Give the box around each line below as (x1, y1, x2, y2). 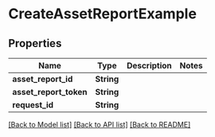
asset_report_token (12, 87, 88, 97)
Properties (8, 37, 62, 50)
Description (126, 61, 173, 71)
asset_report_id (12, 73, 73, 84)
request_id (12, 100, 54, 110)
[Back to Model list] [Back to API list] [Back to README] (8, 120, 191, 129)
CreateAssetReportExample (8, 5, 197, 23)
